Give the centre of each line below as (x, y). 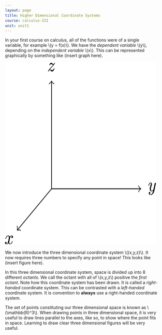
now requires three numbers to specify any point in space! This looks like (78, 258)
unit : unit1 (17, 26)
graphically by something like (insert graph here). (54, 55)
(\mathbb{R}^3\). (22, 313)
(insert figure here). (24, 263)
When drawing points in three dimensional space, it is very (98, 313)
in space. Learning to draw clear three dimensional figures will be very (75, 323)
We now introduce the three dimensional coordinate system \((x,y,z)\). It (77, 252)
